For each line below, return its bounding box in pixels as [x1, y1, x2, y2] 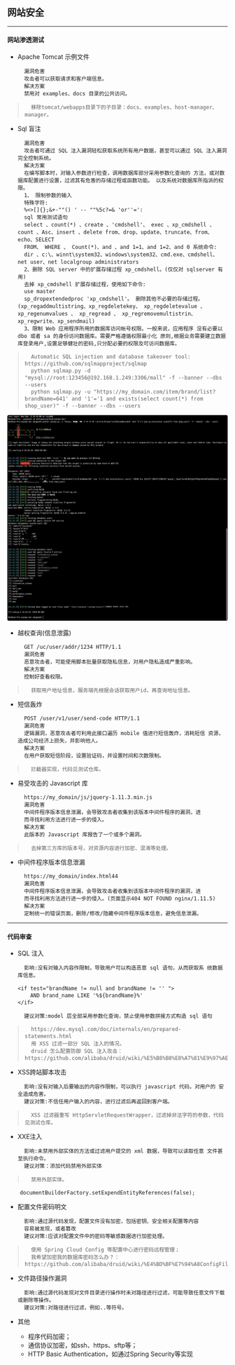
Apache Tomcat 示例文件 [17, 53, 90, 61]
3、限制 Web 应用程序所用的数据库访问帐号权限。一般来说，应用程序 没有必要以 [24, 325, 223, 332]
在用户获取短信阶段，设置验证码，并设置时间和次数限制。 [24, 753, 165, 760]
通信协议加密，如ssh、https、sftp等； [27, 1341, 138, 1350]
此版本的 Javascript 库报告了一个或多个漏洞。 [24, 831, 145, 838]
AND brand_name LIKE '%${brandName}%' [30, 992, 143, 1000]
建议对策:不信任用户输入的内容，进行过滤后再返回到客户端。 [24, 1098, 173, 1105]
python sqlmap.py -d [31, 368, 91, 375]
